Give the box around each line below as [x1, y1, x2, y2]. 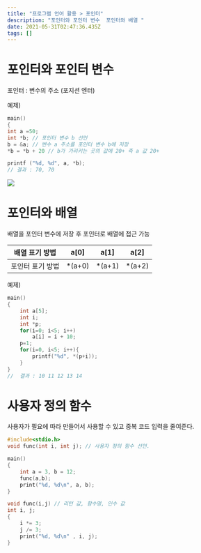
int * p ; [19, 320, 42, 328]
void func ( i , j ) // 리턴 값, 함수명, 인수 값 [7, 500, 125, 508]
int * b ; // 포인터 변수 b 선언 [7, 134, 88, 142]
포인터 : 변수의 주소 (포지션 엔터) [7, 86, 95, 95]
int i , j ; [7, 507, 36, 514]
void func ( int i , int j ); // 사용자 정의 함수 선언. [7, 443, 150, 450]
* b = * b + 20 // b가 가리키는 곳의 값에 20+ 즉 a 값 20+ [7, 147, 160, 154]
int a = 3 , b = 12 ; [19, 468, 77, 475]
